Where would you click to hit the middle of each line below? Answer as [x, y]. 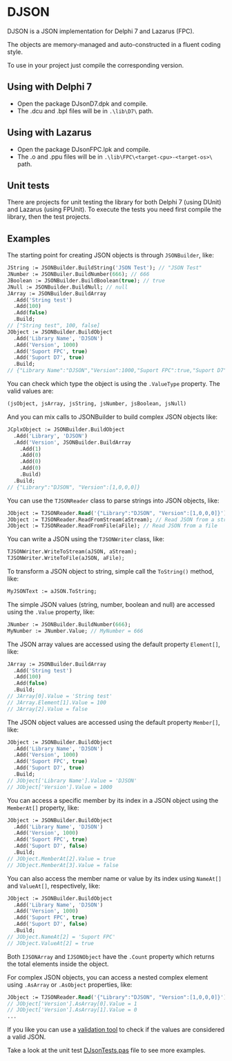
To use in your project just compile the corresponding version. [96, 65]
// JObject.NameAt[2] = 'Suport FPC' [61, 937]
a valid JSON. [27, 1037]
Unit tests [28, 185]
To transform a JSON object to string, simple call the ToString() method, [110, 572]
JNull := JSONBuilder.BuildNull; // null [68, 287]
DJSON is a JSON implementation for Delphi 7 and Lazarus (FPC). [101, 31]
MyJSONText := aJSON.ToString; [52, 592]
